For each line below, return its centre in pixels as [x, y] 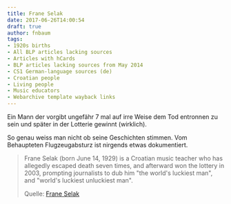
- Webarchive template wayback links [61, 98]
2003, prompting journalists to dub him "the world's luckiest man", [118, 173]
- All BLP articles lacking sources [60, 53]
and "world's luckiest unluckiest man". [78, 180]
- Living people [30, 84]
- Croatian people [33, 78]
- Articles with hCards [41, 59]
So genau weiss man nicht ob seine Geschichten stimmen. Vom [97, 138]
